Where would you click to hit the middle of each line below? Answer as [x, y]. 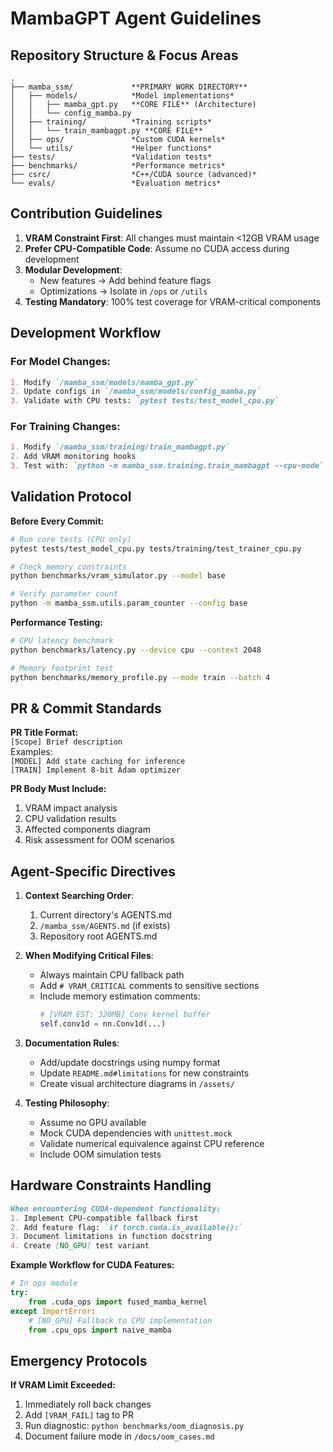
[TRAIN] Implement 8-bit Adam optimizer [96, 770]
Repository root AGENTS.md [98, 936]
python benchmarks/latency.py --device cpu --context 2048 [136, 650]
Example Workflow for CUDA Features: [92, 1265]
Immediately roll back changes [88, 1404]
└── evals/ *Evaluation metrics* [116, 183]
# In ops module [44, 1283]
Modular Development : [73, 269]
